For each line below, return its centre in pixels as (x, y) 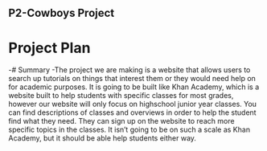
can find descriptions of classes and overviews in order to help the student (132, 112)
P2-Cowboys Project (62, 13)
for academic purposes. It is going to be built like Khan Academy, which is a (134, 87)
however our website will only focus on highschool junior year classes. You (133, 104)
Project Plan (49, 48)
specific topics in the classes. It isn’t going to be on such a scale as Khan (129, 130)
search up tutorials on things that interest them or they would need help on (132, 79)
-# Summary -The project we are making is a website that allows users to (129, 70)
